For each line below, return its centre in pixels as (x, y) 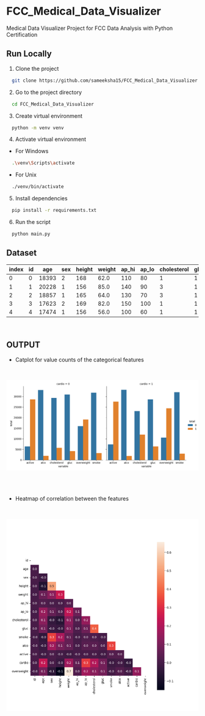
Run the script (33, 222)
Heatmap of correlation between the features (72, 499)
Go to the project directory (49, 92)
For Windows (32, 151)
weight (107, 269)
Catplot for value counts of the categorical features (80, 360)
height (85, 269)
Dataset (22, 253)
